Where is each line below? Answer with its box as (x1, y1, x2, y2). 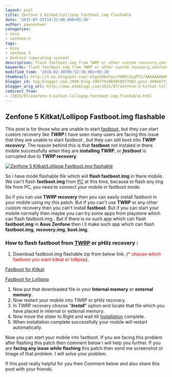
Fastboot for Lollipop (5, 276, 50, 283)
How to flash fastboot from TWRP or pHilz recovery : (5, 240, 139, 247)
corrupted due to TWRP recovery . (5, 153, 78, 160)
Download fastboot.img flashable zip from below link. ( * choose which (12, 251, 161, 257)
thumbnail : (5, 74, 29, 80)
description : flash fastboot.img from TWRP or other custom (5, 60, 137, 65)
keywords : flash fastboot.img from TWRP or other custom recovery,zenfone (5, 65, 168, 70)
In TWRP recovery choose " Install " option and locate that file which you (12, 303, 165, 309)
